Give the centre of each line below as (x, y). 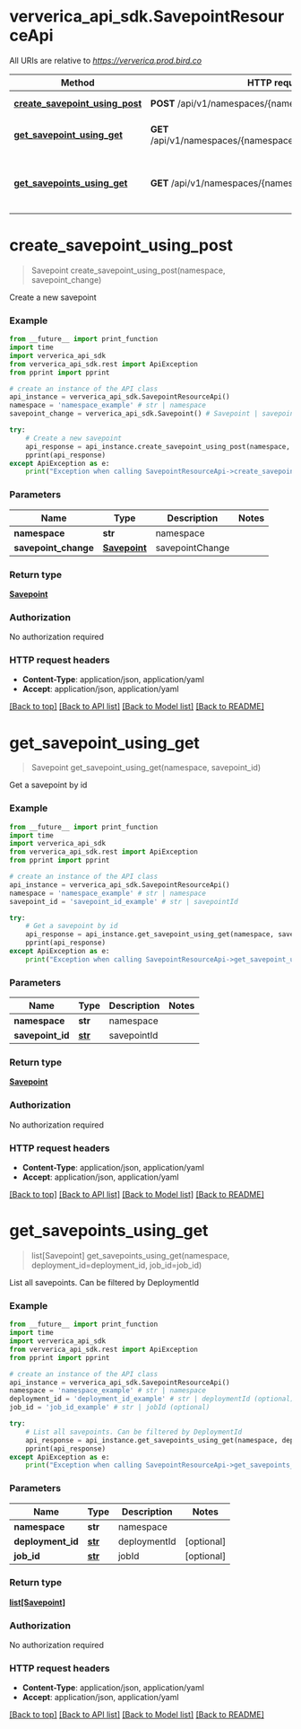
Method (78, 83)
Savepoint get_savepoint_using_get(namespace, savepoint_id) (146, 768)
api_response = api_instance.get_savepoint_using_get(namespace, (150, 935)
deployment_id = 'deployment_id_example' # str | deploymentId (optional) (152, 1399)
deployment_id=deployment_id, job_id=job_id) (116, 1265)
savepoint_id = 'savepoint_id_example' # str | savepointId (124, 901)
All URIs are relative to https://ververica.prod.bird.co (106, 60)
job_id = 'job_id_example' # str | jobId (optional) (110, 1408)
